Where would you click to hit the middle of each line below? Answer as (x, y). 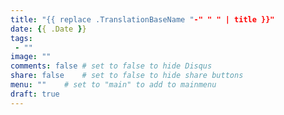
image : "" (31, 57)
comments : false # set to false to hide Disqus (111, 66)
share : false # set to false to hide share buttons (127, 76)
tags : (21, 38)
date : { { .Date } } (48, 29)
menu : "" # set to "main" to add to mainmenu (113, 85)
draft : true (35, 94)
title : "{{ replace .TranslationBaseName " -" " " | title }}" (142, 19)
